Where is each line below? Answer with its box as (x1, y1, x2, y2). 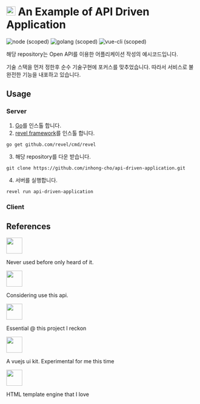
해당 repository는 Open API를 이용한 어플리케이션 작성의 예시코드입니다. (6, 50, 179, 58)
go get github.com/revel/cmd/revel (6, 142, 96, 148)
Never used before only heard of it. (6, 259, 94, 266)
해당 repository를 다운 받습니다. (15, 152, 91, 160)
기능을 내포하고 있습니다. (22, 70, 81, 78)
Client (6, 202, 24, 211)
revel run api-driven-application (6, 188, 94, 194)
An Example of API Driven (18, 5, 150, 19)
